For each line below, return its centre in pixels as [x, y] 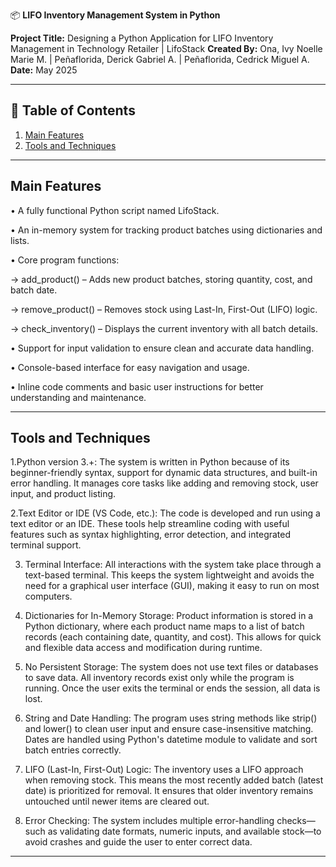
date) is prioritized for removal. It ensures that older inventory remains [169, 791]
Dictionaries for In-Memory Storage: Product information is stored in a [169, 616]
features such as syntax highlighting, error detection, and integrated [151, 535]
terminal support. [46, 545]
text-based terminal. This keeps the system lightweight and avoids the [169, 575]
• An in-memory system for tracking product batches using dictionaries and [166, 230]
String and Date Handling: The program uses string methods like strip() [171, 718]
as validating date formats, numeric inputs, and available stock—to [184, 831]
